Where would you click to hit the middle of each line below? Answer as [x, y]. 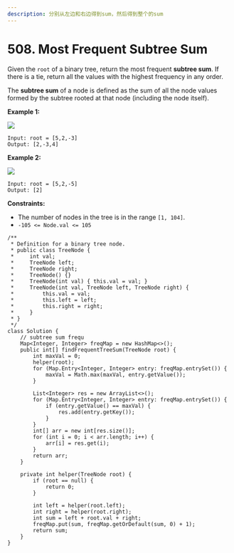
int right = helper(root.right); [83, 512]
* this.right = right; [57, 306]
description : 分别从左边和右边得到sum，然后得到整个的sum [85, 14]
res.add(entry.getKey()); [96, 412]
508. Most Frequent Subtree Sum [107, 49]
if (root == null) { [63, 480]
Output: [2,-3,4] [33, 144]
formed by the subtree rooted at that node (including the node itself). [108, 98]
